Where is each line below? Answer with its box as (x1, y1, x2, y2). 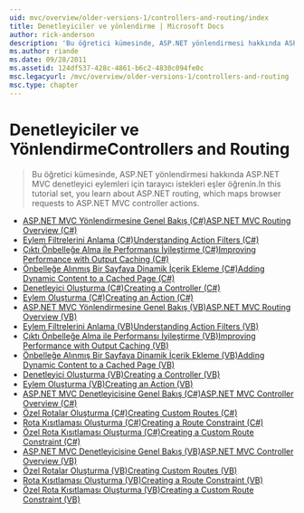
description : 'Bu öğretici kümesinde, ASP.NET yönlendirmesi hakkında (9, 38, 281, 48)
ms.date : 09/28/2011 (9, 55, 88, 64)
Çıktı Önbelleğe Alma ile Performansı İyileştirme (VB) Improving (22, 330, 256, 341)
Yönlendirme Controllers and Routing (9, 138, 290, 159)
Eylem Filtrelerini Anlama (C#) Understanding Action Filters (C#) (22, 234, 260, 245)
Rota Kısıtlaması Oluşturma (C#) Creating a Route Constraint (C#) (22, 417, 264, 428)
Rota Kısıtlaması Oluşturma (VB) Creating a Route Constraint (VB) (22, 474, 264, 485)
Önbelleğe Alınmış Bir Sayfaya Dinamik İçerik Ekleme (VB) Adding (22, 349, 265, 360)
